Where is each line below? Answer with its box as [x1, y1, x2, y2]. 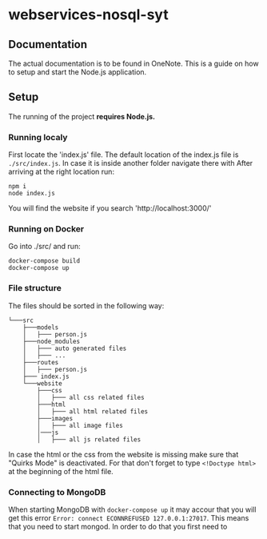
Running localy [8, 131, 68, 143]
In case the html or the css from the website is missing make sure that [8, 449, 239, 459]
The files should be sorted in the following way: [8, 300, 165, 310]
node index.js [8, 190, 56, 198]
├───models [22, 323, 59, 332]
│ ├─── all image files [37, 421, 124, 429]
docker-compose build [8, 257, 81, 265]
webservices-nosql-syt [8, 6, 169, 24]
